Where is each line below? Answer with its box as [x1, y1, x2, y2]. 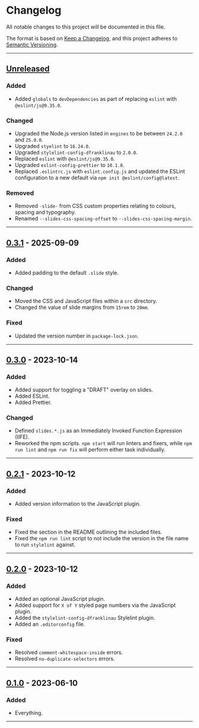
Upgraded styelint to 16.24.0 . [14, 142, 90, 149]
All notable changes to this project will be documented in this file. [6, 23, 166, 30]
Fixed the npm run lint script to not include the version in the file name [14, 535, 189, 542]
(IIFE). [14, 433, 30, 440]
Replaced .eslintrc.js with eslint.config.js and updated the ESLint [14, 168, 185, 175]
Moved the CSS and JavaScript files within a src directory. [14, 298, 158, 305]
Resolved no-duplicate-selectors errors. [14, 655, 115, 663]
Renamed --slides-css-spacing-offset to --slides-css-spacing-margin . [14, 215, 192, 222]
